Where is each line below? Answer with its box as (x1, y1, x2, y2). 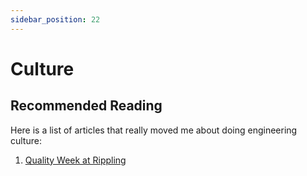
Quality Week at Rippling (24, 154, 127, 166)
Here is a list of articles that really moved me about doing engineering (10, 124, 298, 136)
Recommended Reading (10, 97, 163, 115)
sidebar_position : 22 (10, 14, 101, 25)
